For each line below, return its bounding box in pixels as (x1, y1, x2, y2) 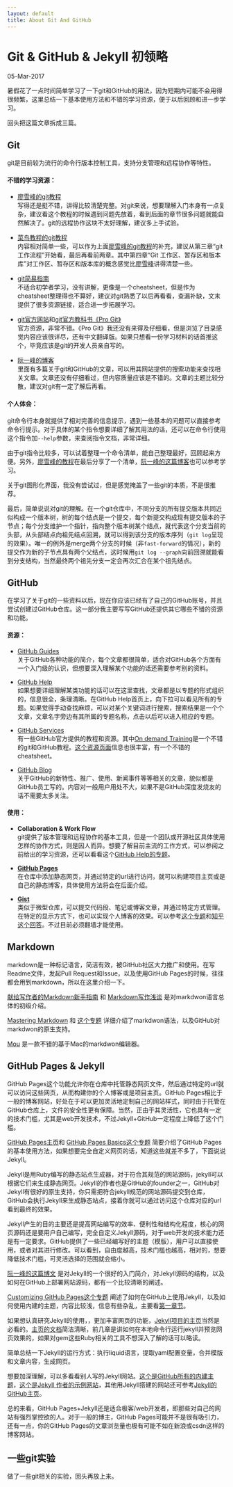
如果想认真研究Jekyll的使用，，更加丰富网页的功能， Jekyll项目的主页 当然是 (7, 1316, 221, 1324)
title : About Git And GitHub (7, 17, 92, 24)
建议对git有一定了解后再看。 (29, 382, 110, 390)
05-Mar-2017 (7, 72, 45, 81)
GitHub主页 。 (7, 1389, 46, 1397)
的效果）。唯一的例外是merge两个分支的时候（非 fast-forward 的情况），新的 (7, 539, 221, 547)
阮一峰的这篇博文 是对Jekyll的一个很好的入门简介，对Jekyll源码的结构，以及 (7, 1269, 225, 1278)
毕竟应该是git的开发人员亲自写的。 (29, 342, 128, 350)
